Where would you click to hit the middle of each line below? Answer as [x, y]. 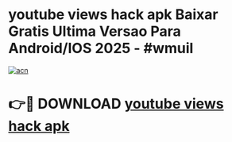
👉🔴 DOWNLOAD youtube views [116, 104]
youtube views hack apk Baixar [113, 15]
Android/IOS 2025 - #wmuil [101, 48]
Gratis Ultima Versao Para [95, 31]
